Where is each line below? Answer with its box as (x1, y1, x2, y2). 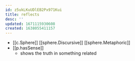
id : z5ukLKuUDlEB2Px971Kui (5, 7, 62, 12)
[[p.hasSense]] (12, 45, 44, 51)
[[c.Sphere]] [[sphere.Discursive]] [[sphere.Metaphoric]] (12, 39, 130, 45)
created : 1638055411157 (5, 26, 56, 31)
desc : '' (5, 16, 24, 21)
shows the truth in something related (20, 50, 97, 56)
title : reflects (5, 12, 39, 17)
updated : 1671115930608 (5, 21, 56, 26)
